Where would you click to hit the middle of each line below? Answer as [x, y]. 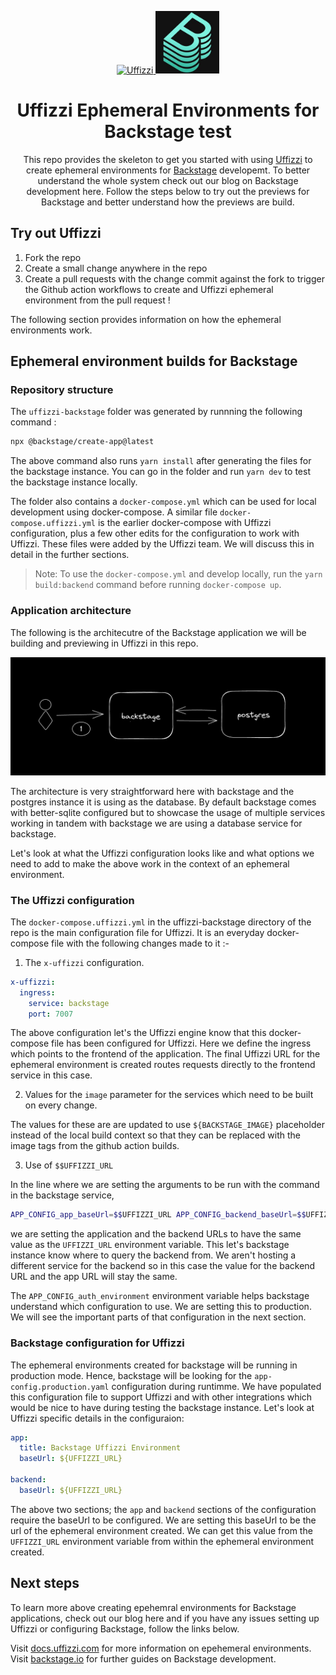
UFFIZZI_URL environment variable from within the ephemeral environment [162, 1541]
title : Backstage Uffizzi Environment [100, 1448]
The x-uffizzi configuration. [84, 962]
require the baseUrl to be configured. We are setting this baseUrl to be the [163, 1520]
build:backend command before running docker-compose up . [158, 585]
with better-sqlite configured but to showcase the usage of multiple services [168, 812]
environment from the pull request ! [97, 300]
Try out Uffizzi [56, 233]
